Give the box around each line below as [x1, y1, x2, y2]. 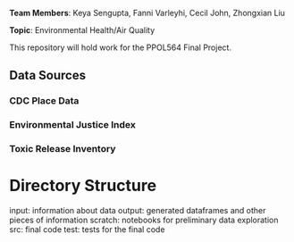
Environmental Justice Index [9, 119, 136, 131]
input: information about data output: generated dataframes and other [9, 205, 266, 216]
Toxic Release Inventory [9, 143, 116, 155]
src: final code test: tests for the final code [9, 224, 165, 235]
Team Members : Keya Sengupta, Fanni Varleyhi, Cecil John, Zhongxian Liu [9, 8, 286, 18]
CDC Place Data [9, 95, 80, 107]
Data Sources [9, 68, 87, 83]
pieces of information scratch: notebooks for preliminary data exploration [9, 214, 279, 226]
